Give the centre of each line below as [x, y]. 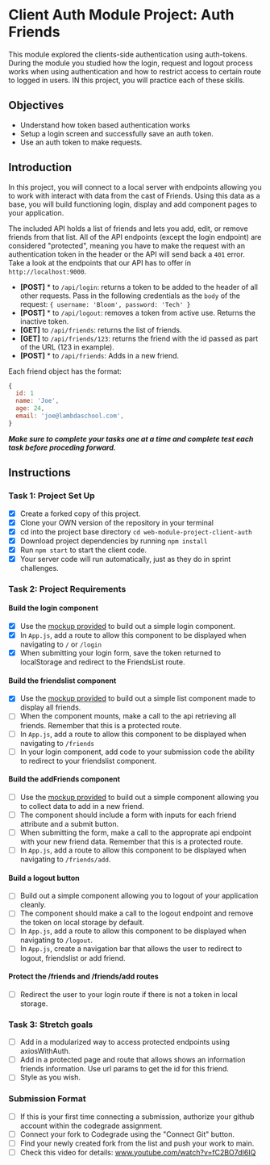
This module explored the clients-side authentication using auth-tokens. [128, 54]
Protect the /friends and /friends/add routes [83, 976]
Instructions [39, 473]
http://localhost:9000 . [48, 271]
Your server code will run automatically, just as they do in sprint [125, 559]
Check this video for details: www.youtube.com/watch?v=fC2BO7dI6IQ [138, 1152]
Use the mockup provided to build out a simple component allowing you [139, 797]
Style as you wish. [50, 1077]
